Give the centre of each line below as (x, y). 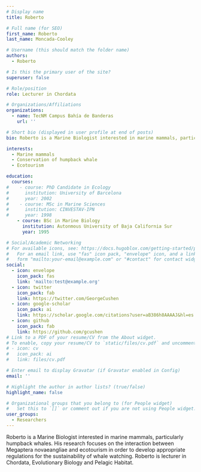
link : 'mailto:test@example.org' (59, 282)
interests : (20, 149)
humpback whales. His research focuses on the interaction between (90, 443)
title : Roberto (25, 17)
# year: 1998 (29, 215)
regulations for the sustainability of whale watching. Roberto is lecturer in (96, 456)
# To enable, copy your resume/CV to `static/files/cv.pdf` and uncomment (101, 343)
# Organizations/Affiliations (44, 105)
